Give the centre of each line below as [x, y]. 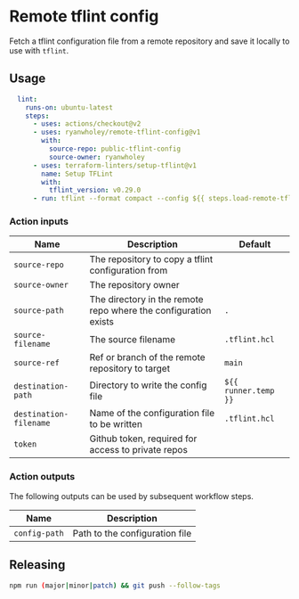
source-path [39, 311]
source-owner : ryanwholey [97, 157]
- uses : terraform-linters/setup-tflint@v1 [115, 165]
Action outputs [42, 477]
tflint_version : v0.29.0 [95, 190]
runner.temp [249, 391]
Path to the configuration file [132, 533]
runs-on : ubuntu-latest [69, 107]
